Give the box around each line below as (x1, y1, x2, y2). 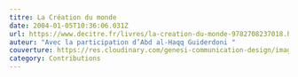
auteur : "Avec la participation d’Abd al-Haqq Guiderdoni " (9, 37, 237, 47)
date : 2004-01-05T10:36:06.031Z (9, 21, 129, 30)
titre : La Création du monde (9, 12, 117, 22)
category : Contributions (9, 54, 101, 63)
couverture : (9, 46, 53, 55)
